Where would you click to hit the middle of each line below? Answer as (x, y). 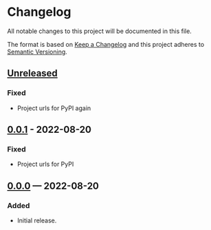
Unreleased (33, 73)
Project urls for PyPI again (54, 108)
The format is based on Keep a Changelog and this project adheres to (106, 44)
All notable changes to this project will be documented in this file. (100, 31)
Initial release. (37, 220)
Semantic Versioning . (37, 52)
